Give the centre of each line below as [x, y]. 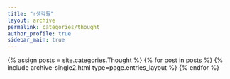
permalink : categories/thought [54, 27]
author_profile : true [39, 34]
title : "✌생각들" [31, 14]
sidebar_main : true [36, 40]
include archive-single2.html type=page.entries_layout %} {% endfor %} [114, 68]
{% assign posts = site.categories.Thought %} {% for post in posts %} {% [115, 60]
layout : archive [31, 20]
